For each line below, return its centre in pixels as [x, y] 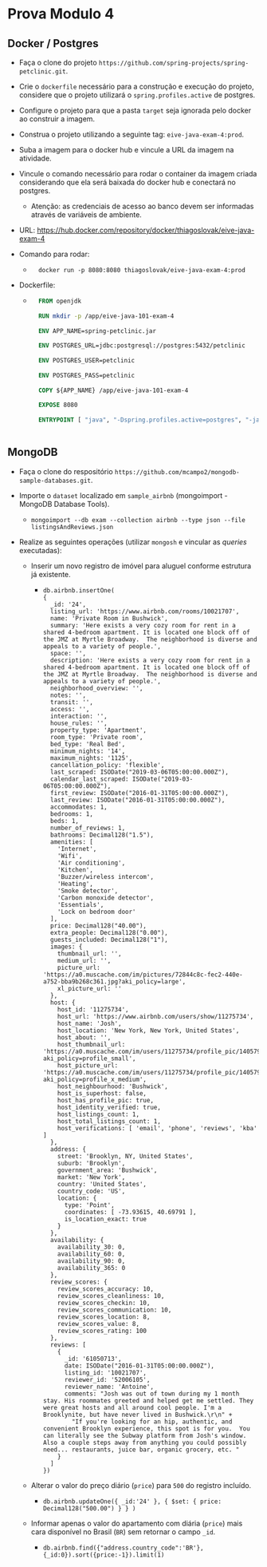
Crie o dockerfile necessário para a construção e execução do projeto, [136, 86]
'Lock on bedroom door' [97, 912]
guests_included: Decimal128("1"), [109, 940]
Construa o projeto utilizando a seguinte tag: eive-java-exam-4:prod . [132, 134]
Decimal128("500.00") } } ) [89, 1508]
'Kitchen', [75, 870]
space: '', [68, 653]
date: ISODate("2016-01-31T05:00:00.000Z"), [139, 1366]
